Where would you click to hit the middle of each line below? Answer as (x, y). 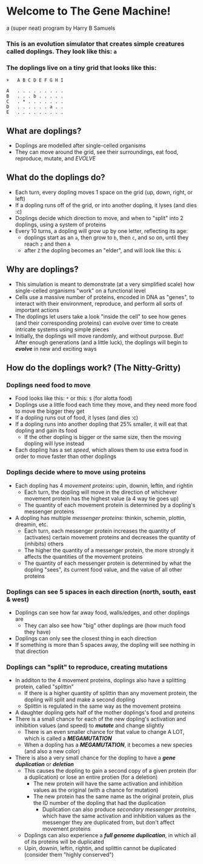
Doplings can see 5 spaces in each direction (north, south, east (101, 592)
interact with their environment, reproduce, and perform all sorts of (99, 303)
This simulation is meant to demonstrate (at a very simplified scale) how (105, 284)
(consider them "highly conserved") (69, 855)
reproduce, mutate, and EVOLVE (55, 158)
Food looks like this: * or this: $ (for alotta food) (74, 398)
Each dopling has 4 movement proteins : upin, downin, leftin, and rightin (104, 485)
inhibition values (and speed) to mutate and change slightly (90, 725)
